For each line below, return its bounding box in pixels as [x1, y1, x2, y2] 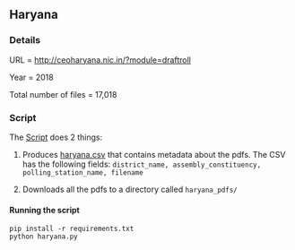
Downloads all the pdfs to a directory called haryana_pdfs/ [22, 184, 238, 194]
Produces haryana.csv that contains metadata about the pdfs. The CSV [22, 149, 286, 159]
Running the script [9, 204, 81, 215]
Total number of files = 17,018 [9, 89, 117, 99]
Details [9, 34, 41, 47]
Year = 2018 [9, 72, 54, 82]
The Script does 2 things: [9, 132, 103, 142]
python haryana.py [9, 232, 78, 241]
